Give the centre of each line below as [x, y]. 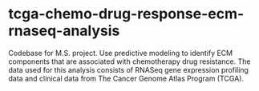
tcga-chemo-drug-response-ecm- [126, 14]
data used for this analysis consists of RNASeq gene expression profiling [128, 69]
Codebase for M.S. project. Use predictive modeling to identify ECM [121, 53]
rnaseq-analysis [64, 31]
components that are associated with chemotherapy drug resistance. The [129, 61]
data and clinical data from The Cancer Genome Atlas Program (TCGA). [126, 78]
